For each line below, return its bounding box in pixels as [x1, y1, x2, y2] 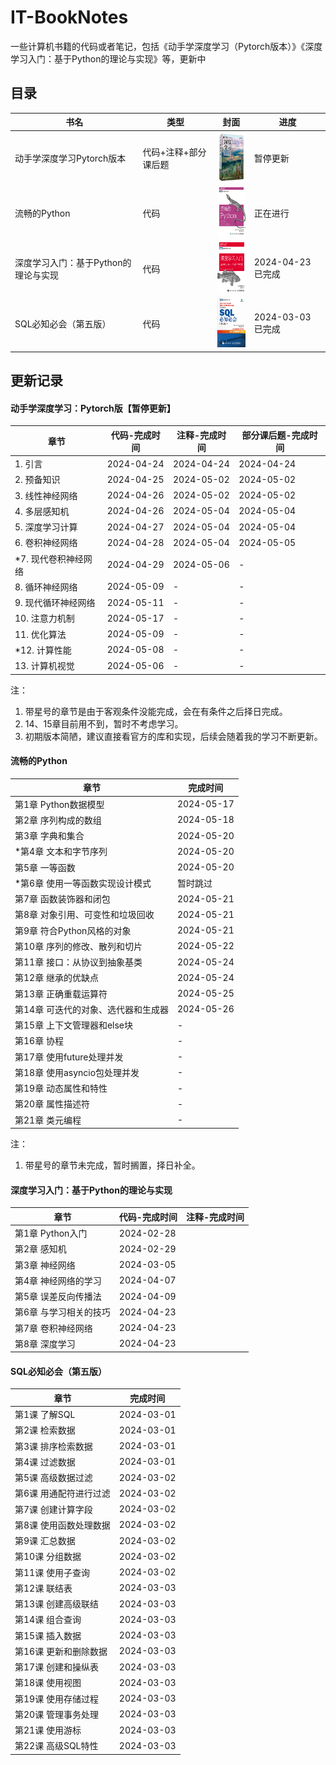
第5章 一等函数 [14, 861, 76, 873]
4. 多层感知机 [14, 505, 70, 517]
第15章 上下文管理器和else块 [14, 1019, 134, 1031]
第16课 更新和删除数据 [14, 1645, 108, 1657]
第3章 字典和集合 [14, 830, 85, 842]
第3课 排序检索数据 [14, 1440, 93, 1452]
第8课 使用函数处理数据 [14, 1519, 111, 1531]
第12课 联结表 [14, 1582, 73, 1594]
